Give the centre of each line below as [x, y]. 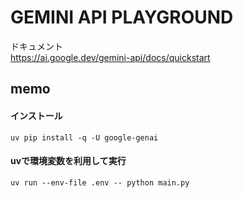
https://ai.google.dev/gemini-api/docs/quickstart [110, 57]
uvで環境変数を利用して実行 [68, 161]
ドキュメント [36, 46]
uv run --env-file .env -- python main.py [100, 182]
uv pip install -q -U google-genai [84, 137]
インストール [36, 115]
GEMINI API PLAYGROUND [122, 17]
